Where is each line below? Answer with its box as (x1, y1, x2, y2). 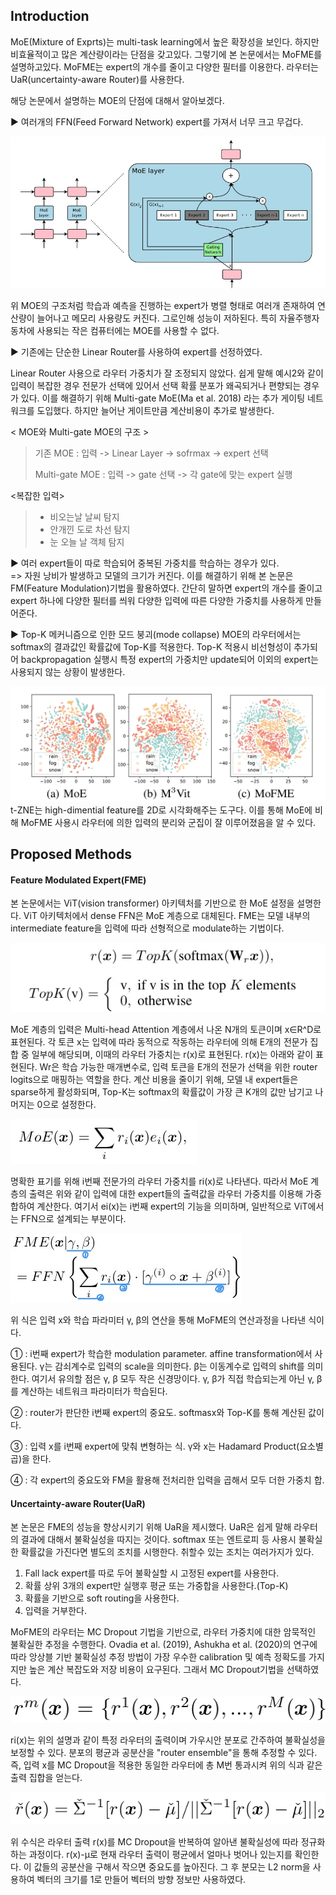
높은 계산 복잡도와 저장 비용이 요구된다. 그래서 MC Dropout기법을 (28, 1664, 285, 1676)
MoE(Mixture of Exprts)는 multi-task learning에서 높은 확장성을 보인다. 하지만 (10, 35, 320, 48)
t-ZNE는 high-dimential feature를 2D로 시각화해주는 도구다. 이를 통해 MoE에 (10, 804, 313, 816)
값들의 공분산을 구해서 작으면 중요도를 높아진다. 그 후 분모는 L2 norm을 (33, 1860, 311, 1873)
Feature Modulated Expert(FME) (10, 874, 147, 886)
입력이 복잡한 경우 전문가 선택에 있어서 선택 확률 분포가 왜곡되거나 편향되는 (10, 379, 302, 391)
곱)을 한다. (10, 1453, 52, 1465)
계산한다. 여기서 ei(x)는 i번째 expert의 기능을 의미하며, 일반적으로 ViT (36, 1200, 308, 1213)
